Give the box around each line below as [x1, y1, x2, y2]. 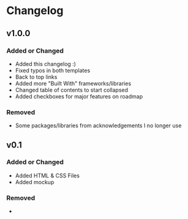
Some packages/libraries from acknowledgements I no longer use [15, 122, 182, 129]
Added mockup [15, 178, 55, 185]
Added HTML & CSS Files [15, 172, 80, 179]
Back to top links [15, 73, 58, 80]
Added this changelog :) [15, 60, 77, 67]
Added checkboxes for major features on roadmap [15, 92, 143, 100]
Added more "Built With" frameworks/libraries [15, 80, 132, 87]
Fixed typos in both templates [15, 67, 91, 74]
